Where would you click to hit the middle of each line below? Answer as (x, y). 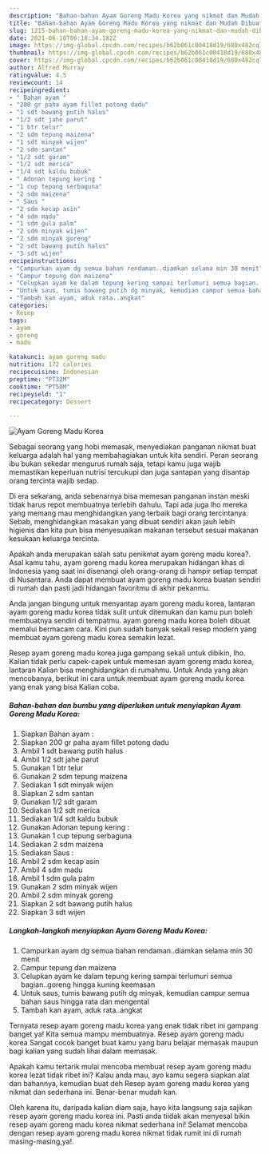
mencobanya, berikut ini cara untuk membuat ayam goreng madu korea (127, 678)
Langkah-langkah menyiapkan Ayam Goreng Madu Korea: (109, 930)
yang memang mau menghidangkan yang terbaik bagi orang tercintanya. (129, 513)
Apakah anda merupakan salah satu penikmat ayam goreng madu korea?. (130, 554)
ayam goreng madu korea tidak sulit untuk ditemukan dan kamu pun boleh (131, 612)
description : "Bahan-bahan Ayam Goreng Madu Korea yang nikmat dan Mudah (134, 16)
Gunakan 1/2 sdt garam (59, 802)
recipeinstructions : (44, 261)
